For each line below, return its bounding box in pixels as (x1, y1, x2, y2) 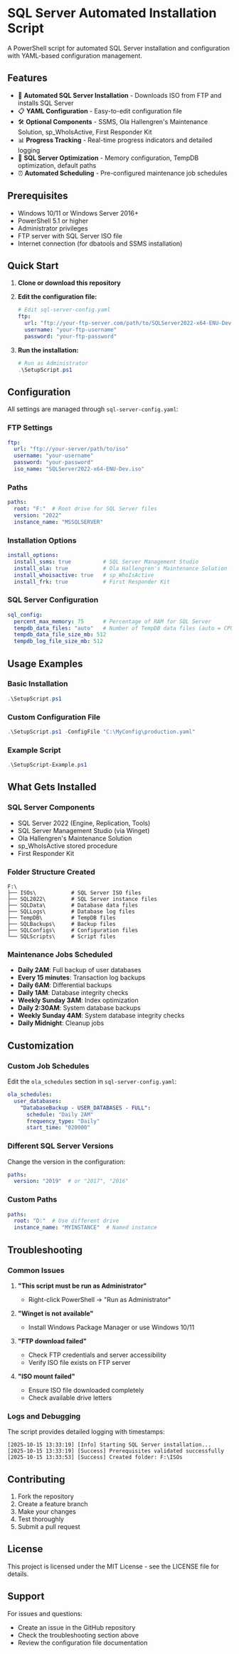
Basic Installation (7, 679, 68, 689)
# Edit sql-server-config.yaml (17, 306, 111, 313)
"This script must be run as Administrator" (17, 1281, 147, 1290)
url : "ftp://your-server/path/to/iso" (14, 445, 129, 453)
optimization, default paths (17, 161, 97, 169)
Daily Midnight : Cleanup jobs (17, 1019, 105, 1027)
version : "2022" (14, 512, 62, 519)
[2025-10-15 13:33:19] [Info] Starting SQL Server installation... (7, 1441, 212, 1448)
